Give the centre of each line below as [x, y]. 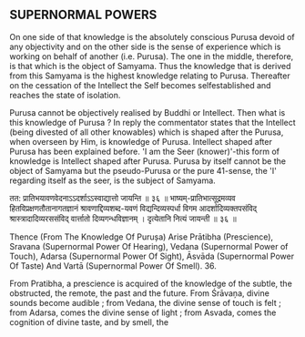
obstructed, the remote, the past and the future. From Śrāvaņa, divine [140, 293]
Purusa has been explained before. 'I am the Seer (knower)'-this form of [145, 151]
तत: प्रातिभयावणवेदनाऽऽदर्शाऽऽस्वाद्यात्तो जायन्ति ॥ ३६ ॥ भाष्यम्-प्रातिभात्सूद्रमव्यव [122, 198]
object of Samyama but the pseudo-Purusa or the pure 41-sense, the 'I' [143, 170]
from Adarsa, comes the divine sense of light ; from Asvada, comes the [143, 312]
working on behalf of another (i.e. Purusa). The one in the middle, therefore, [152, 56]
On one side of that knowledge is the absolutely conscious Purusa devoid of [152, 36]
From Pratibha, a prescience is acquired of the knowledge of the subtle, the [151, 283]
